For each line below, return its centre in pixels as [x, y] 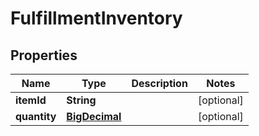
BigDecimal [94, 116]
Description [159, 83]
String [81, 100]
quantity [36, 116]
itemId [31, 100]
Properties [44, 55]
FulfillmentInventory [96, 18]
